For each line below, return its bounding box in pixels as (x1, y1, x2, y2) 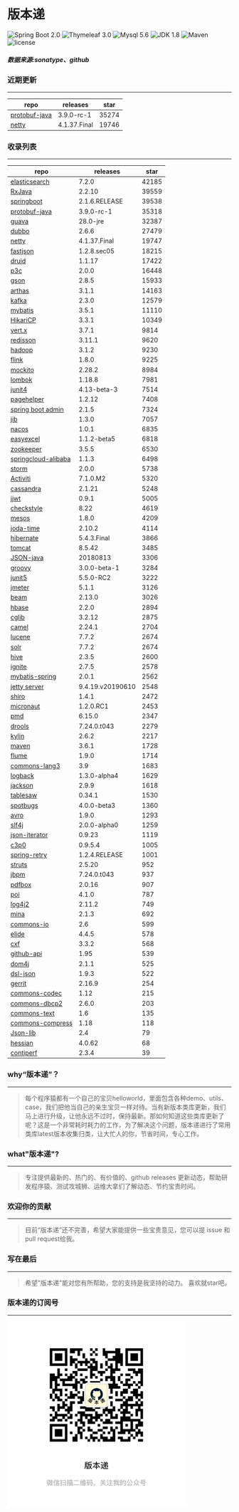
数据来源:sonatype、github (7, 55, 90, 64)
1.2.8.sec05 (78, 246, 115, 255)
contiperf (10, 1048, 38, 1057)
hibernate (10, 533, 39, 542)
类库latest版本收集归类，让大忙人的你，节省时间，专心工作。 (24, 1129, 203, 1138)
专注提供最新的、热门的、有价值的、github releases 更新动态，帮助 (24, 1172, 222, 1182)
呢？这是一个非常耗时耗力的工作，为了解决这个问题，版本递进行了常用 (24, 1120, 231, 1129)
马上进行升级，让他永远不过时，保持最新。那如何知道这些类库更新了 (24, 1111, 225, 1120)
